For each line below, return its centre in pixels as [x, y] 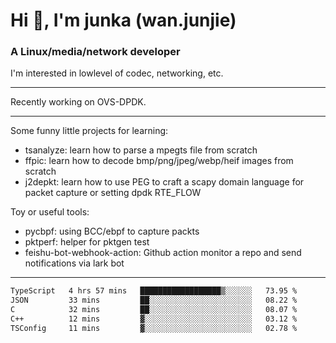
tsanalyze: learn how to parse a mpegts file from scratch [141, 150]
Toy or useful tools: [50, 212]
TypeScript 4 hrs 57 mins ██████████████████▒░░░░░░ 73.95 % [154, 291]
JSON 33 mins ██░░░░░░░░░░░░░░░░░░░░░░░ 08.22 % [154, 300]
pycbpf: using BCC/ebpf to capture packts [112, 231]
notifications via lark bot [74, 263]
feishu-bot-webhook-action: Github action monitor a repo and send [163, 253]
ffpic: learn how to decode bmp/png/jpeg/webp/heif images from [159, 161]
